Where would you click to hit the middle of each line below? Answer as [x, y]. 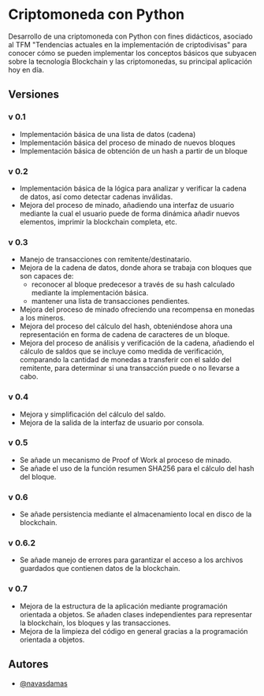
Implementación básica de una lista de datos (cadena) [108, 134]
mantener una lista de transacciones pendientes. [111, 302]
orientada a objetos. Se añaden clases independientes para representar [136, 614]
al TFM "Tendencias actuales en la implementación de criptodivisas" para [128, 44]
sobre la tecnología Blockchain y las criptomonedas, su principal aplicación [130, 61]
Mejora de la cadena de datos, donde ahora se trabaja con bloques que [136, 268]
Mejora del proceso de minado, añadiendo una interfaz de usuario [127, 205]
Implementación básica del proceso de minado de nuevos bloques [127, 143]
